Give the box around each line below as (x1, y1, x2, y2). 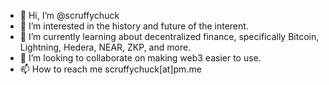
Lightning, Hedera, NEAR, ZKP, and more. (19, 41, 192, 53)
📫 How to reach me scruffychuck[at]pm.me (19, 63, 202, 75)
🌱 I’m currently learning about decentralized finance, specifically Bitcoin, (19, 31, 320, 42)
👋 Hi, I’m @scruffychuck (19, 10, 120, 21)
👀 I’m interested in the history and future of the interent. (19, 20, 249, 32)
